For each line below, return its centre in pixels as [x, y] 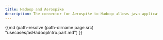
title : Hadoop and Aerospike [34, 9]
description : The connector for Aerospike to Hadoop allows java [72, 14]
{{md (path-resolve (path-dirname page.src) [49, 27]
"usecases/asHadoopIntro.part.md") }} [44, 32]
